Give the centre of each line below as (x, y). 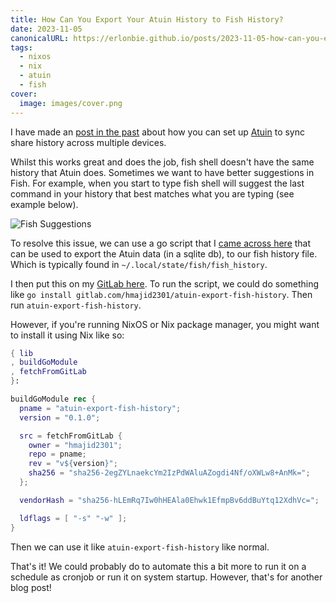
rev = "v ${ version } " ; (73, 464)
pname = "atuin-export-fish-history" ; (100, 408)
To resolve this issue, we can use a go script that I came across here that (161, 243)
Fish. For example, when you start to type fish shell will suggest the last (157, 183)
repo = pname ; (57, 454)
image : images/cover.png (71, 103)
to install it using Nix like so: (67, 335)
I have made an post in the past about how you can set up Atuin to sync (157, 132)
